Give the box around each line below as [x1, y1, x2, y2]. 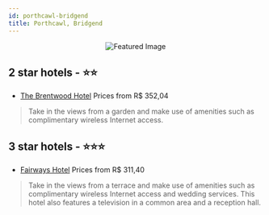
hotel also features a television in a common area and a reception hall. [27, 198, 261, 208]
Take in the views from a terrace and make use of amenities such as [27, 180, 255, 190]
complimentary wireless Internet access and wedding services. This [27, 189, 255, 199]
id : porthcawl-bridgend [8, 11, 89, 20]
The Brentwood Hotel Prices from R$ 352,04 [19, 91, 169, 101]
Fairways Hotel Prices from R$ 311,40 [19, 165, 145, 175]
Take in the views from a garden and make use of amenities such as [27, 106, 254, 117]
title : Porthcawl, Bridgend [8, 19, 103, 27]
